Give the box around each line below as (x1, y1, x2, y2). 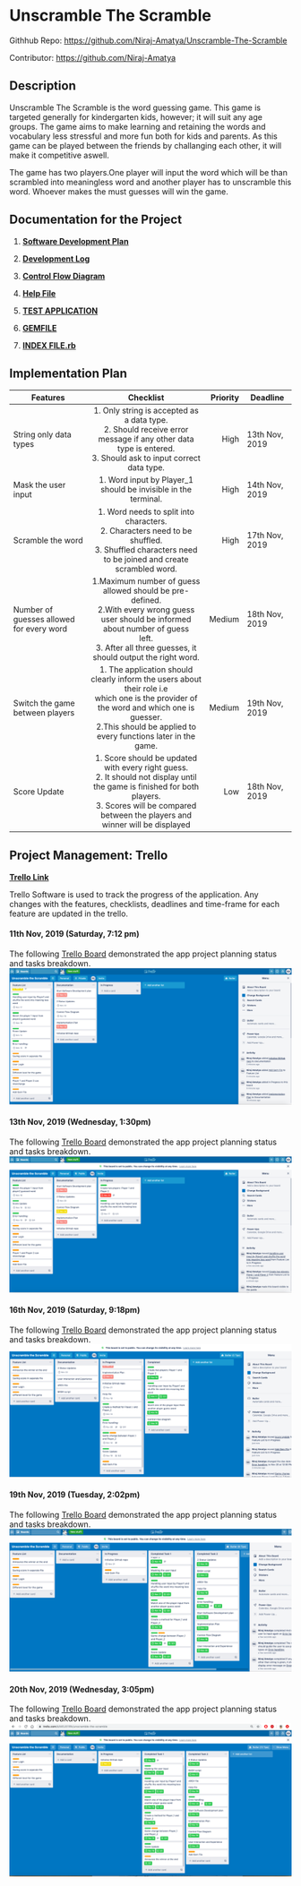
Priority (210, 391, 240, 403)
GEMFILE (21, 322, 57, 333)
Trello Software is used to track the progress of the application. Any (9, 888, 259, 900)
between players (13, 707, 75, 717)
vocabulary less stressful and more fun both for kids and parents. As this (9, 131, 278, 141)
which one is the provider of (94, 693, 198, 704)
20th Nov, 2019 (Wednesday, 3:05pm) (9, 1684, 155, 1694)
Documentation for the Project (9, 212, 182, 227)
